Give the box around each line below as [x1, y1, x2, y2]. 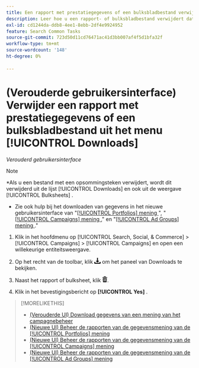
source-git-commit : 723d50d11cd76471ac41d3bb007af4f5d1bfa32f [6, 34, 163, 41]
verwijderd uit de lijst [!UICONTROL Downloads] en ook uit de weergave [6, 185, 182, 192]
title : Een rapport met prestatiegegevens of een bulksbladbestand [6, 9, 176, 15]
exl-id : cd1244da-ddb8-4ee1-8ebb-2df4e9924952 [6, 22, 123, 28]
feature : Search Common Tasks [6, 28, 81, 34]
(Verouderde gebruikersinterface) [6, 86, 176, 99]
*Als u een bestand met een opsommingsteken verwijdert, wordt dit [6, 178, 172, 186]
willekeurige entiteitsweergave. [14, 246, 91, 253]
